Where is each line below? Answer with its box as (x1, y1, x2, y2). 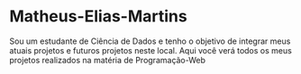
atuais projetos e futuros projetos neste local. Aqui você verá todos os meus (9, 45, 293, 55)
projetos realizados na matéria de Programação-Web (9, 54, 205, 65)
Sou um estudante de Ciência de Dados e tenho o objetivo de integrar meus (9, 36, 291, 46)
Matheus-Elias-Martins (9, 6, 187, 27)
